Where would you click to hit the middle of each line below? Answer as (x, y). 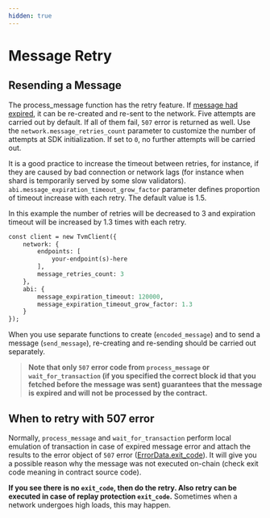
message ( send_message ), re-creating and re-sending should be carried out (132, 343)
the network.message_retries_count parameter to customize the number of (132, 131)
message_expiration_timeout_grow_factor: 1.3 (115, 304)
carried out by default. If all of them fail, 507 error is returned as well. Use (130, 122)
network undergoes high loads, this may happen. (89, 504)
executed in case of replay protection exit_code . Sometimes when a (123, 496)
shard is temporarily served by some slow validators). (98, 180)
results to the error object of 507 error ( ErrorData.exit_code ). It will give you (133, 455)
